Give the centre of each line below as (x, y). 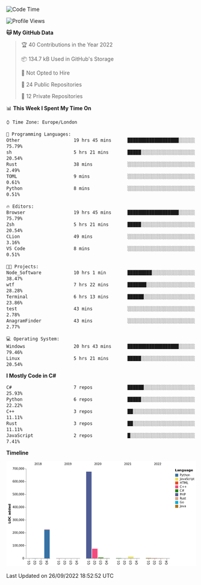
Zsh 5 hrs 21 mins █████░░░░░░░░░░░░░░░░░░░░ (101, 224)
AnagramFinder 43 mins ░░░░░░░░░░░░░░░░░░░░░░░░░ (101, 321)
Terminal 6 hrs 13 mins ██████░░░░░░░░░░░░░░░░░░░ (101, 297)
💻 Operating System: (33, 339)
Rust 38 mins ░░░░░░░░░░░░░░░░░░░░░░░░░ (101, 164)
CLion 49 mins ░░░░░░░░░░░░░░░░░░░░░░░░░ (101, 237)
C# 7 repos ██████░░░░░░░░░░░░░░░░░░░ (101, 388)
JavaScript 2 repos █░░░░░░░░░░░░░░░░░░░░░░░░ (101, 436)
